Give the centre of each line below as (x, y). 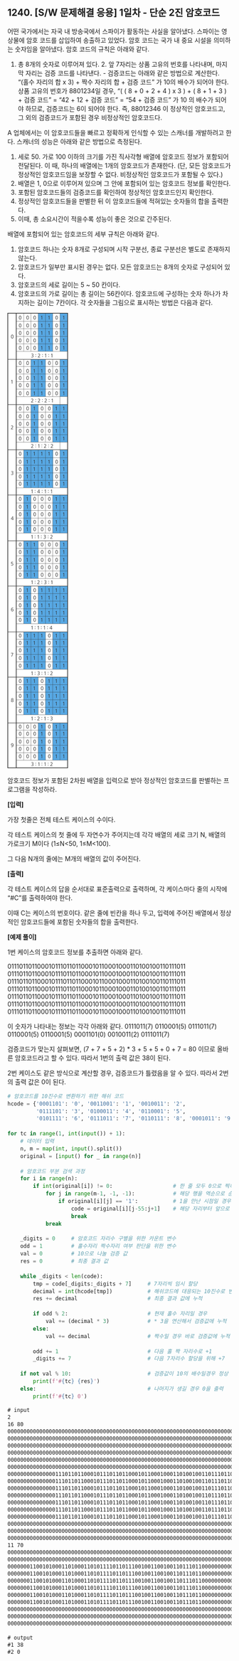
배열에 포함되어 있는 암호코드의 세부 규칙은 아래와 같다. (83, 234)
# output (20, 1638)
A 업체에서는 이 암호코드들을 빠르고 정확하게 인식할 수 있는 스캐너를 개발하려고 (116, 132)
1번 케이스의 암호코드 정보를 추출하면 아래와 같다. (75, 952)
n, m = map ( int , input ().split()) (71, 1148)
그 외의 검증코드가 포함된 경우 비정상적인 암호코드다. (90, 117)
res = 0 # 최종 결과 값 (64, 1261)
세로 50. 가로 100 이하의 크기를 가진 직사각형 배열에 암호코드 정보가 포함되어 (123, 156)
